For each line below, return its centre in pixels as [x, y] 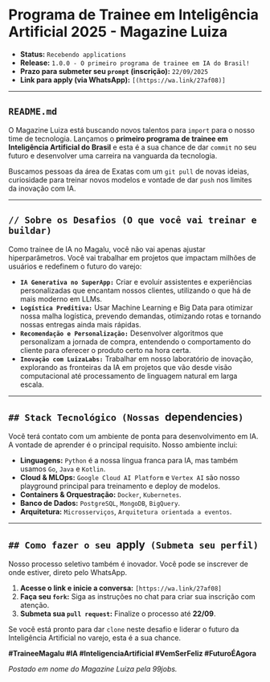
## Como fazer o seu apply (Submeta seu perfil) [133, 544]
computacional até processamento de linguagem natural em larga [129, 376]
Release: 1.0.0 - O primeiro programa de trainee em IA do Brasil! [135, 63]
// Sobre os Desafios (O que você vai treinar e [133, 220]
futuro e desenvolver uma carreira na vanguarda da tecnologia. [113, 155]
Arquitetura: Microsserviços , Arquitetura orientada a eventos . [126, 511]
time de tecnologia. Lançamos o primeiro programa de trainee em [119, 138]
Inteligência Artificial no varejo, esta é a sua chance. [95, 638]
